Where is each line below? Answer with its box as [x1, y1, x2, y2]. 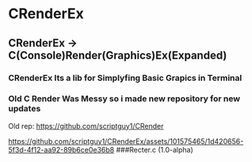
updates [8, 104, 41, 115]
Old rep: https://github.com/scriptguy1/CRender [8, 121, 164, 130]
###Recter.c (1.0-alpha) [116, 145, 194, 154]
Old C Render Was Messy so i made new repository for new [8, 93, 240, 104]
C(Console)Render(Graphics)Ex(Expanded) [8, 48, 227, 62]
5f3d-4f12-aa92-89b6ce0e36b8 [8, 145, 115, 154]
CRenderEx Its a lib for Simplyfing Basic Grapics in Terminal [8, 72, 242, 83]
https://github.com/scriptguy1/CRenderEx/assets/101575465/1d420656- [8, 136, 244, 146]
